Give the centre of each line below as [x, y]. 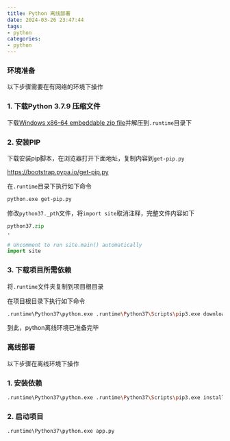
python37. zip [26, 226]
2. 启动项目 [25, 416]
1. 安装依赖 [25, 383]
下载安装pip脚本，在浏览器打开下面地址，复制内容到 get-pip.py [96, 158]
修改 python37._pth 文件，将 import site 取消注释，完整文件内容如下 [101, 213]
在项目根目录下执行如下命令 [46, 301]
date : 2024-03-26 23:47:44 [46, 20]
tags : [15, 26]
